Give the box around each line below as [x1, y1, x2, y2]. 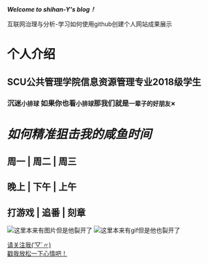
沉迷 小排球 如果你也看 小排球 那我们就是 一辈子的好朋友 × [7, 98, 176, 108]
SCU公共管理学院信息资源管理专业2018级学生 [7, 76, 201, 87]
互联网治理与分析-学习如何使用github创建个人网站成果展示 [7, 20, 173, 28]
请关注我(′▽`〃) [7, 241, 51, 249]
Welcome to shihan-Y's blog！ [7, 5, 96, 13]
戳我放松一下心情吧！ [7, 250, 67, 258]
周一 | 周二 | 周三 [7, 156, 77, 168]
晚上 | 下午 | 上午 [7, 181, 77, 193]
